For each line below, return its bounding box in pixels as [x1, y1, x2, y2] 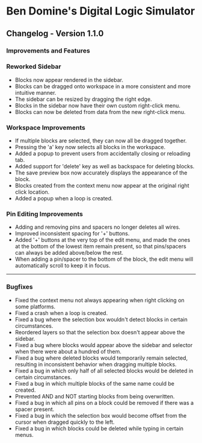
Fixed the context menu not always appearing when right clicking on [14, 296, 185, 304]
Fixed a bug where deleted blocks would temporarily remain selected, [14, 354, 188, 362]
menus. [14, 431, 34, 438]
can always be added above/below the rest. [14, 249, 124, 257]
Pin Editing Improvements [6, 210, 83, 218]
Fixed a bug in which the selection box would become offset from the [14, 412, 187, 419]
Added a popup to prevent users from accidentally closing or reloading [14, 150, 191, 158]
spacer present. [14, 406, 55, 413]
